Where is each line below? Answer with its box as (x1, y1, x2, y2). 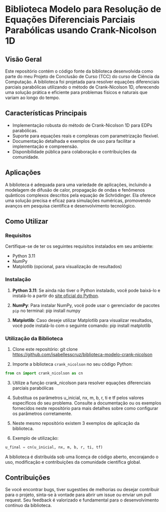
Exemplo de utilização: (12, 435, 58, 441)
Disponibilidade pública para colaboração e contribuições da (12, 148, 137, 155)
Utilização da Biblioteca (5, 335, 63, 342)
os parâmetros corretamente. (12, 410, 72, 416)
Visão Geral (5, 55, 42, 63)
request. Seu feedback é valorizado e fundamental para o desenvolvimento (5, 497, 159, 503)
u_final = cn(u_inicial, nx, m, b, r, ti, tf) (5, 444, 103, 450)
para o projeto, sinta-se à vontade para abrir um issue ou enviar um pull (5, 492, 152, 498)
